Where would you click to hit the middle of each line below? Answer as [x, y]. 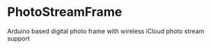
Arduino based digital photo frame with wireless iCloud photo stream [106, 31]
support [18, 38]
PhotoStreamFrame [65, 12]
